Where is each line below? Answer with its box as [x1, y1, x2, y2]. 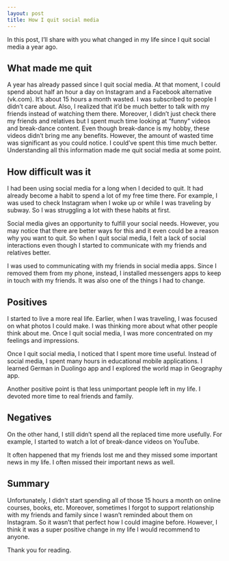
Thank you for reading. [7, 546, 72, 554]
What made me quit [7, 62, 92, 74]
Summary [7, 478, 50, 490]
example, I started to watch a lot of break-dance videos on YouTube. [7, 437, 200, 446]
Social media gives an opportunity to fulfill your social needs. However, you [7, 219, 219, 228]
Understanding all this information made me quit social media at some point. [7, 146, 222, 154]
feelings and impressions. [7, 336, 80, 344]
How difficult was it [7, 166, 91, 178]
